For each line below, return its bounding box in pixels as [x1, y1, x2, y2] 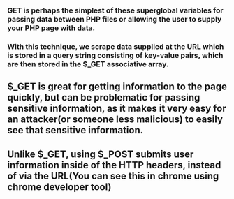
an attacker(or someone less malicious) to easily [7, 114, 224, 126]
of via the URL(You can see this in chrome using [7, 170, 219, 182]
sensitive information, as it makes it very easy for [7, 103, 226, 115]
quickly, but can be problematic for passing [7, 91, 200, 103]
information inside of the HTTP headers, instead [7, 159, 221, 171]
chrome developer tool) [7, 181, 112, 193]
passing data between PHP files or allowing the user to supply [7, 14, 222, 24]
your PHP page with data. [7, 23, 96, 33]
